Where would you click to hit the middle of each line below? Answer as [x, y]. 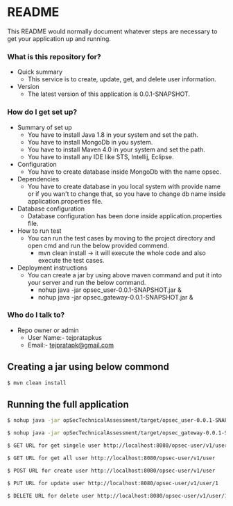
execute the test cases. [71, 260]
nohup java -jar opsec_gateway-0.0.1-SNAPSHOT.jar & [115, 297]
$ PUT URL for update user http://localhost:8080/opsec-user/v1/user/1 [113, 483]
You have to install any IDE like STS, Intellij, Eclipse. [101, 156]
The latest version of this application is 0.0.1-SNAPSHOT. [109, 94]
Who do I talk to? [36, 315]
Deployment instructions [52, 268]
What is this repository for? [54, 56]
